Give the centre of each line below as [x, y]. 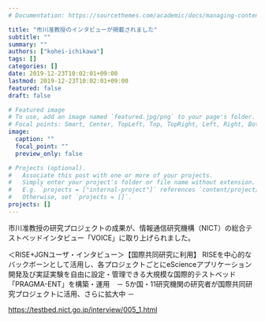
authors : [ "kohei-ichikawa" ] [56, 52]
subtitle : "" [30, 37]
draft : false [30, 95]
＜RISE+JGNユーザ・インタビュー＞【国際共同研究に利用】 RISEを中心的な [130, 254]
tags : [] [22, 59]
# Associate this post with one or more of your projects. [111, 175]
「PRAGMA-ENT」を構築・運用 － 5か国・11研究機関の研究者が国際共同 [127, 283]
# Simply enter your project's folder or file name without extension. [132, 183]
